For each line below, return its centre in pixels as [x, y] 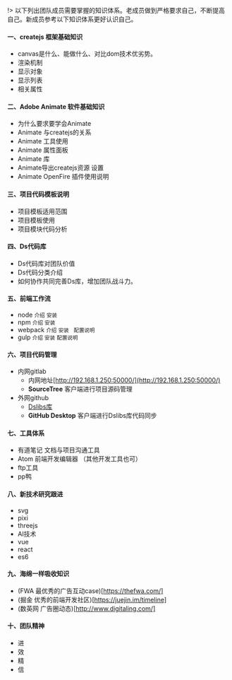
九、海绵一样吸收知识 [38, 574]
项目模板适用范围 [42, 211]
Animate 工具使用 [43, 141]
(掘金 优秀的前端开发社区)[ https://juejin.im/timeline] [92, 599]
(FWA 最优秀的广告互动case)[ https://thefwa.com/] [90, 591]
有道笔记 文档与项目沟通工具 [59, 450]
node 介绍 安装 [37, 315]
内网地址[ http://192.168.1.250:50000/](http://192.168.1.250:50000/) [124, 380]
